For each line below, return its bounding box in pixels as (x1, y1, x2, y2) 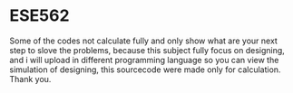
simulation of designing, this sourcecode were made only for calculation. (9, 64, 281, 75)
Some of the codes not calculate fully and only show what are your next (9, 35, 278, 46)
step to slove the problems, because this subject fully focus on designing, (9, 44, 286, 55)
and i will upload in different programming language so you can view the (9, 54, 279, 65)
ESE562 (9, 5, 70, 26)
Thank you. (9, 73, 52, 84)
